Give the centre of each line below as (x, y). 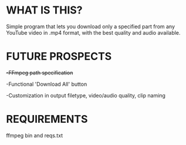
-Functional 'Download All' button (47, 84)
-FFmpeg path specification (40, 72)
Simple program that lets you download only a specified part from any (90, 26)
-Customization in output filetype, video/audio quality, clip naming (86, 95)
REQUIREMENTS (47, 119)
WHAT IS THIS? (45, 10)
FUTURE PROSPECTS (59, 57)
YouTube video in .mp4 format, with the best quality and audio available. (93, 32)
